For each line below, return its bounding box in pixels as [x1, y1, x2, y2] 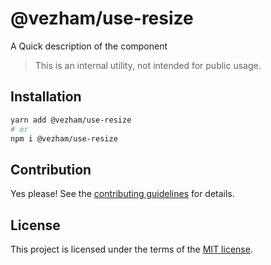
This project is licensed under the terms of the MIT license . [10, 243, 253, 255]
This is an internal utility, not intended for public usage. [34, 59, 262, 71]
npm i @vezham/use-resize [10, 133, 118, 144]
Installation [10, 88, 82, 106]
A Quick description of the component [10, 40, 168, 52]
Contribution [10, 161, 92, 178]
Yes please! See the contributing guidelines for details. [10, 188, 235, 200]
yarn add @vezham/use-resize [10, 115, 132, 125]
